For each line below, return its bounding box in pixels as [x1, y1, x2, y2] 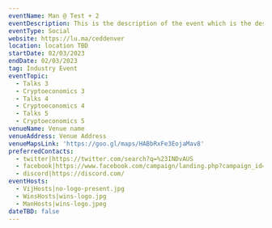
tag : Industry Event [8, 65, 79, 73]
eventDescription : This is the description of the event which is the [8, 19, 252, 27]
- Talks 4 [15, 95, 49, 103]
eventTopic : [8, 72, 49, 80]
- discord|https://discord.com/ [15, 170, 125, 178]
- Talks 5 [15, 110, 49, 118]
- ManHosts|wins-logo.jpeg [15, 200, 107, 208]
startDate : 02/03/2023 [8, 49, 85, 57]
